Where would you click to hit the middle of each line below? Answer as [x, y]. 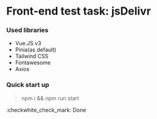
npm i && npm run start [50, 98]
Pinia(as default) [36, 50]
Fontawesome [33, 63]
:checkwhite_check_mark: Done [46, 110]
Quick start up [28, 85]
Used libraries [27, 30]
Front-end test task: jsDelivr [78, 11]
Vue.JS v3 [28, 43]
